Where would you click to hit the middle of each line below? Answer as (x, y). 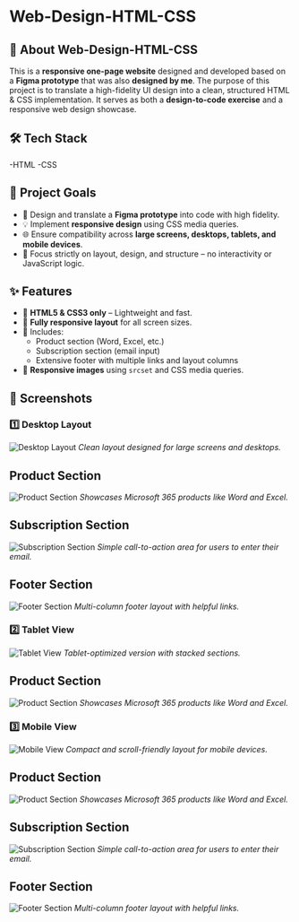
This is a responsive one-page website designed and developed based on (148, 71)
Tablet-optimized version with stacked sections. (152, 653)
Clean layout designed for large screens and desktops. (180, 448)
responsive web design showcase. (73, 109)
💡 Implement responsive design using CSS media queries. (130, 224)
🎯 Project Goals (53, 193)
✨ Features (41, 292)
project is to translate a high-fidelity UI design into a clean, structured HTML (149, 90)
